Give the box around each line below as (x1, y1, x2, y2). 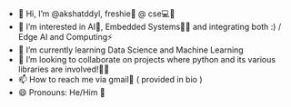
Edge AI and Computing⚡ (17, 32, 114, 42)
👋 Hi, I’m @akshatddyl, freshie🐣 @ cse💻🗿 (17, 8, 176, 19)
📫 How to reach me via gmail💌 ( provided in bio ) (17, 74, 203, 84)
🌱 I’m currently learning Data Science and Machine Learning (17, 44, 244, 55)
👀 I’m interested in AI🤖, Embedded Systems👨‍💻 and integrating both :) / (17, 22, 282, 32)
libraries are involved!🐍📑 (17, 63, 110, 74)
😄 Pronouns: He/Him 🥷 (17, 87, 106, 98)
